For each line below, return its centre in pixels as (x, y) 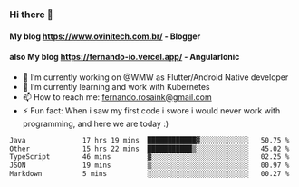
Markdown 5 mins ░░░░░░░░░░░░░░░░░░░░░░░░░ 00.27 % (149, 174)
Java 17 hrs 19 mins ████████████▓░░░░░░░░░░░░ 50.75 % (149, 140)
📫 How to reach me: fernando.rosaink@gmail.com (117, 97)
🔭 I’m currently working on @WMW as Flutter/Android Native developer (155, 77)
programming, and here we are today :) (96, 123)
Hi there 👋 (32, 15)
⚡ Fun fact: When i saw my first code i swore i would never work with (151, 110)
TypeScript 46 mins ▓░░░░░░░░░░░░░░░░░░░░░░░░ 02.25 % (149, 157)
